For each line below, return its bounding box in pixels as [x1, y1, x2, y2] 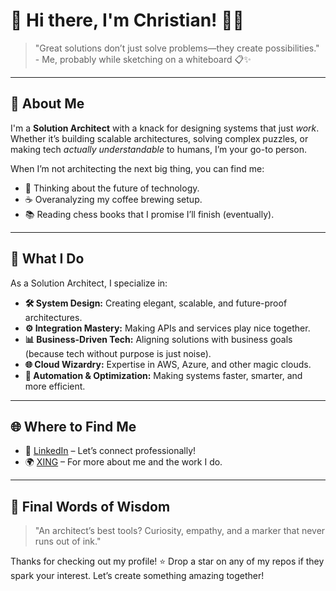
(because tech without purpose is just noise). [24, 347, 212, 359]
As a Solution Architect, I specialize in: [10, 277, 168, 289]
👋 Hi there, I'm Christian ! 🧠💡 [10, 9, 245, 32]
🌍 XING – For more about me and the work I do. [24, 456, 223, 468]
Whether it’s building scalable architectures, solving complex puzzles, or [10, 132, 309, 144]
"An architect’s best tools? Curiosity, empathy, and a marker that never [34, 525, 326, 537]
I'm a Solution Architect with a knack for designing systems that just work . [10, 122, 320, 134]
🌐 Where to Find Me [10, 418, 137, 435]
